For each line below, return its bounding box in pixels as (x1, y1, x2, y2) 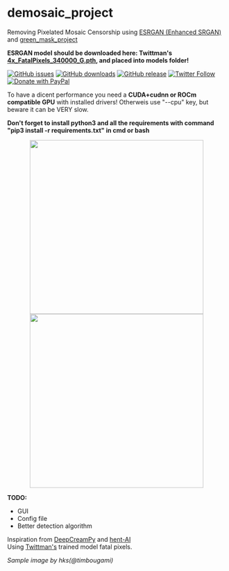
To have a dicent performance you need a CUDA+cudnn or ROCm (7, 90, 196, 99)
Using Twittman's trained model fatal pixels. (7, 542, 133, 551)
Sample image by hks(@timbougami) (7, 556, 114, 564)
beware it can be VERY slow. (7, 105, 89, 113)
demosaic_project (7, 5, 113, 21)
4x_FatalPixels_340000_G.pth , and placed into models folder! (7, 56, 189, 64)
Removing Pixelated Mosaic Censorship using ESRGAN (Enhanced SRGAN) (7, 28, 222, 36)
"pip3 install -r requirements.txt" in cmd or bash (7, 126, 150, 134)
